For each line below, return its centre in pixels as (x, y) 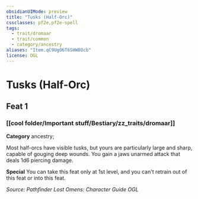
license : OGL (22, 56)
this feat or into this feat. (36, 178)
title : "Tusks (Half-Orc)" (39, 17)
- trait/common (30, 39)
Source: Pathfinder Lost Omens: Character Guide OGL (72, 189)
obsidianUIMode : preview (37, 12)
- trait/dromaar (31, 34)
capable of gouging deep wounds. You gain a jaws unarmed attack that (93, 154)
